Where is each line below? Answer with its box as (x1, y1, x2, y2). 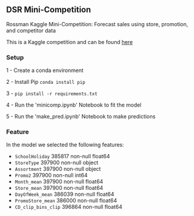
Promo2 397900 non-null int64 (14, 172, 88, 179)
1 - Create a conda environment (6, 67, 84, 74)
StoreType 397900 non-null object (14, 159, 99, 166)
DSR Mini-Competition (6, 5, 91, 15)
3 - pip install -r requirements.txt (6, 90, 98, 97)
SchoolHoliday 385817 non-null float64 (14, 153, 110, 160)
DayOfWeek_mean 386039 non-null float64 (14, 190, 114, 198)
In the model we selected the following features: (6, 141, 124, 148)
